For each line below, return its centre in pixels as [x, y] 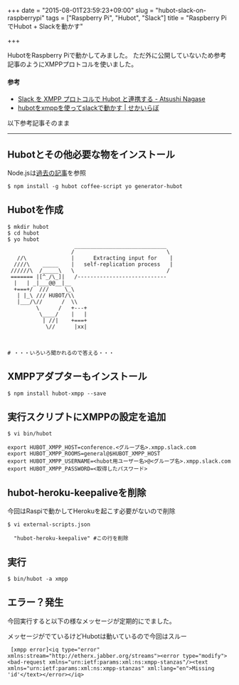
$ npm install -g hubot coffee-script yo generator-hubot [95, 187]
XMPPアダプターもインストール [77, 377]
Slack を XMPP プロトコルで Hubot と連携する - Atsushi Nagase [111, 99]
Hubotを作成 [36, 210]
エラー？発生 [36, 603]
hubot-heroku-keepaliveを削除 [77, 492]
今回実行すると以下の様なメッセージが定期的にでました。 [91, 621]
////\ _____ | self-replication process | [94, 264]
